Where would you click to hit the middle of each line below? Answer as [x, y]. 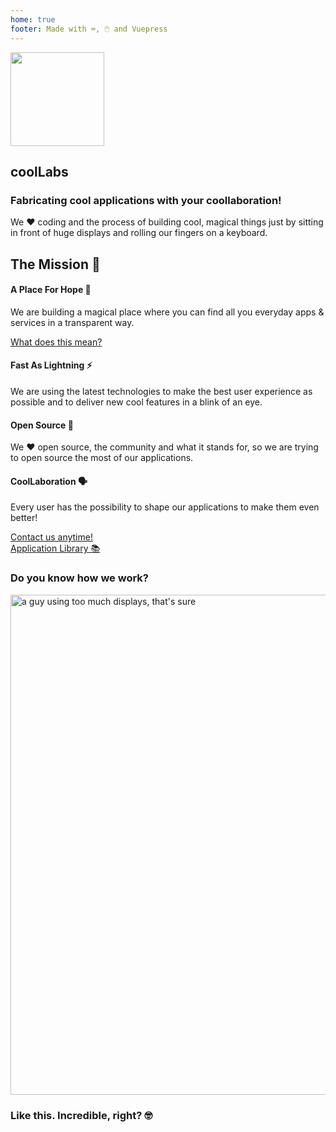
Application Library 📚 [55, 548]
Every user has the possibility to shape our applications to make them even [165, 507]
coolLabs [39, 171]
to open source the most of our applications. [102, 458]
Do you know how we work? [79, 578]
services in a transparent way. [72, 322]
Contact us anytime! [51, 537]
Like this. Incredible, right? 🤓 [81, 1115]
